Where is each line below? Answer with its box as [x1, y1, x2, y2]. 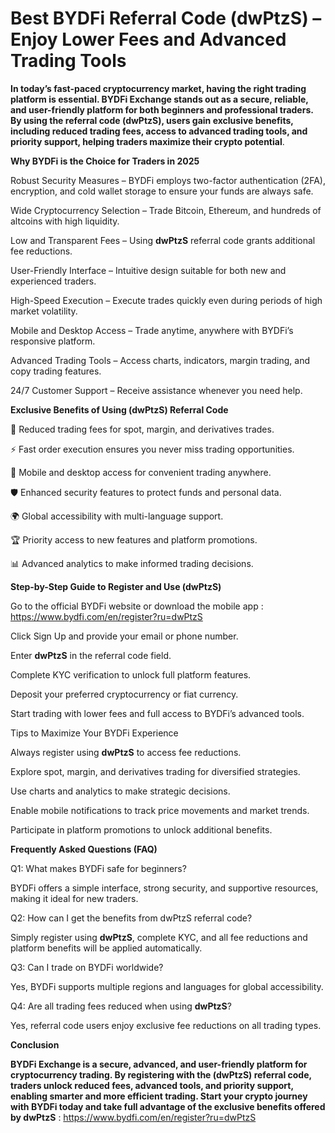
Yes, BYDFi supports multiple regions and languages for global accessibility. [10, 980, 324, 992]
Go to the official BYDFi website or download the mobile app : [10, 600, 264, 612]
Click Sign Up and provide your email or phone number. [10, 630, 239, 642]
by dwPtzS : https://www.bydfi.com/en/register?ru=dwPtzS [10, 1111, 257, 1123]
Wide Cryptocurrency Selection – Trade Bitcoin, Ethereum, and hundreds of [10, 204, 322, 216]
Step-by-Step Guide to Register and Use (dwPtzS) [10, 580, 222, 592]
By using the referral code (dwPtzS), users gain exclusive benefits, [10, 114, 294, 126]
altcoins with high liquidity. [10, 215, 120, 227]
